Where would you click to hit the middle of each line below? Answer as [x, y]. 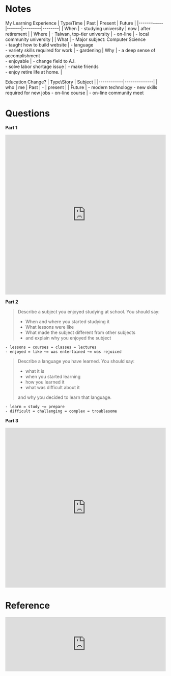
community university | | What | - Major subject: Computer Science [76, 39]
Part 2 [12, 302]
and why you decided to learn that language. [65, 397]
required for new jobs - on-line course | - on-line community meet [75, 93]
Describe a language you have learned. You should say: [76, 361]
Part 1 [11, 127]
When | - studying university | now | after [107, 28]
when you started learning [53, 376]
